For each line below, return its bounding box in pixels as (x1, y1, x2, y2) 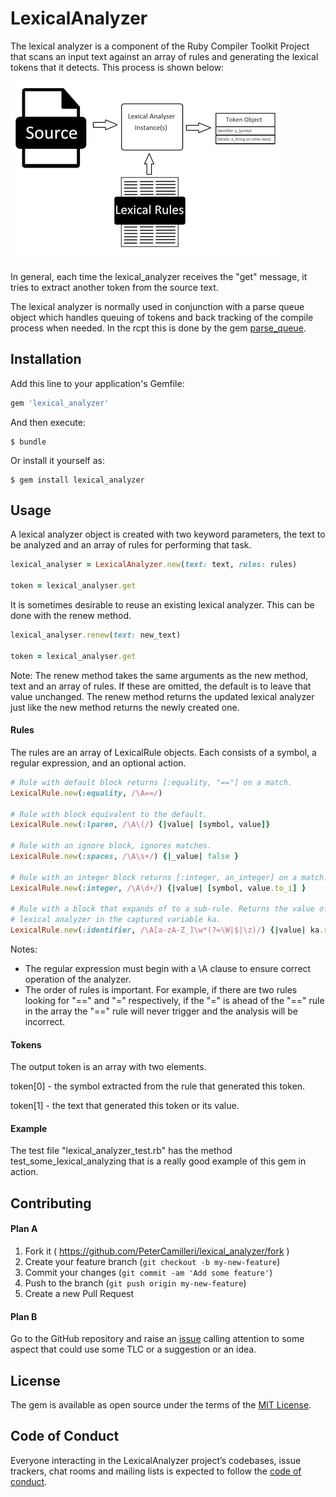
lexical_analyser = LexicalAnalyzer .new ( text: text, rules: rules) (10, 560, 298, 570)
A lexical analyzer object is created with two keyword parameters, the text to (10, 528, 326, 541)
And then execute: (10, 416, 86, 428)
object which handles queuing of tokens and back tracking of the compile (10, 311, 314, 323)
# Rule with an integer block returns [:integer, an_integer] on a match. (10, 872, 329, 882)
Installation (10, 351, 82, 368)
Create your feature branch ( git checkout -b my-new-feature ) (24, 1256, 281, 1268)
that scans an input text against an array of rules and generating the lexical (10, 50, 319, 62)
